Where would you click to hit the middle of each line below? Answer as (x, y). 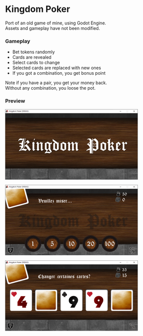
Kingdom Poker (38, 9)
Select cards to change (36, 63)
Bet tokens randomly (34, 52)
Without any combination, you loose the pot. (50, 88)
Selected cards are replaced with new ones (57, 68)
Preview (15, 101)
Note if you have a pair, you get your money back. (56, 83)
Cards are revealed (32, 57)
